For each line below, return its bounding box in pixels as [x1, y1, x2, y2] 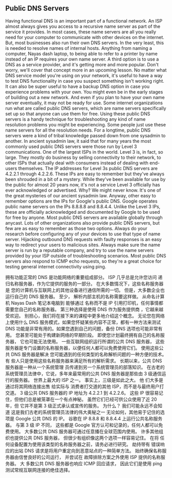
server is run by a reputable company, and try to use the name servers [5, 247, 154, 253]
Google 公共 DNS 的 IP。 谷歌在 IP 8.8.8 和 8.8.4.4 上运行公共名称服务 [15, 415, 163, 421]
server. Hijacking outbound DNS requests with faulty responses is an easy [5, 236, 162, 242]
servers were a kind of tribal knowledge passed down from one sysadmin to [5, 132, 166, 138]
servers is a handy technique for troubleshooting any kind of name [5, 116, 146, 122]
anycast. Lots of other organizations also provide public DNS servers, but [5, 219, 160, 226]
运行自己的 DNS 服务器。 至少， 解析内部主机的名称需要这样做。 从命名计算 [5, 293, 165, 300]
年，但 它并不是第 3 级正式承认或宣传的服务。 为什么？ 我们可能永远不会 [5, 402, 158, 409]
